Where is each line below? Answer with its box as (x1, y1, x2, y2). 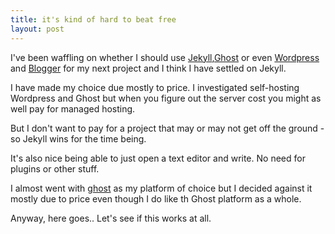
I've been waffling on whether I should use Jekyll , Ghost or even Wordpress (10, 51, 320, 63)
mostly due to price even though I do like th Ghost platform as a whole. (10, 192, 302, 205)
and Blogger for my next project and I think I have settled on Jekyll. (10, 62, 287, 74)
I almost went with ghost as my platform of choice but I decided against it (10, 182, 313, 194)
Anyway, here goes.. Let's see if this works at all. (10, 212, 212, 224)
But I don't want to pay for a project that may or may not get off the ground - (10, 122, 325, 134)
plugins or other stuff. (10, 162, 100, 175)
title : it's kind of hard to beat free (10, 14, 177, 25)
